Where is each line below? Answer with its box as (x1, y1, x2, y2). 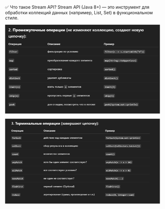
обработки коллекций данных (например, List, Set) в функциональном (5, 10, 153, 15)
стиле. (5, 15, 19, 21)
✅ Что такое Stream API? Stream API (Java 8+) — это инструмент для (5, 4, 150, 10)
